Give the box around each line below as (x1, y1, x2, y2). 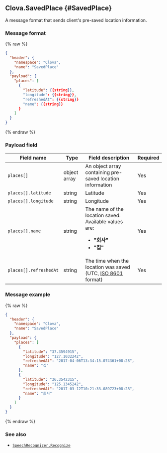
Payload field (5, 142, 38, 149)
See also (5, 431, 26, 438)
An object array (85, 163, 121, 170)
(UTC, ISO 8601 (85, 270, 123, 277)
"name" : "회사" (23, 391, 52, 396)
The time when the (85, 258, 129, 265)
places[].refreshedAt (7, 268, 59, 273)
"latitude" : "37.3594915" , (23, 349, 79, 354)
